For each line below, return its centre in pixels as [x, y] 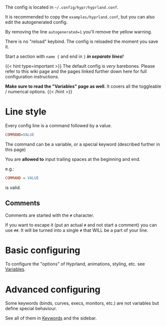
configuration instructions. [32, 77]
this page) [15, 150]
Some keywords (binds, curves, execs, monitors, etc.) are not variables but [82, 303]
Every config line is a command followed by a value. [59, 125]
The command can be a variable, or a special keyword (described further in [83, 144]
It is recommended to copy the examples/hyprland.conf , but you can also [80, 17]
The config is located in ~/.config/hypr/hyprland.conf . [62, 7]
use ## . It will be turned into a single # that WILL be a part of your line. [77, 230]
